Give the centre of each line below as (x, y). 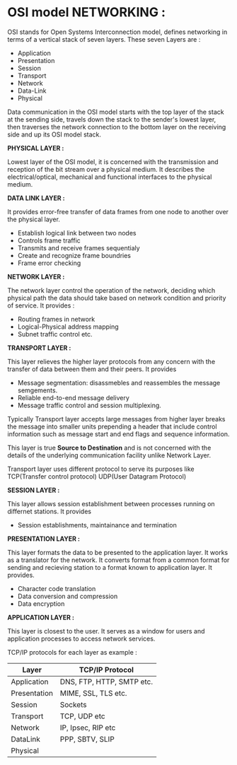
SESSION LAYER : (34, 490)
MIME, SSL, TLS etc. (93, 693)
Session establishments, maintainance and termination (97, 525)
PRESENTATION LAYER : (44, 539)
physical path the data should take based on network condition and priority (117, 298)
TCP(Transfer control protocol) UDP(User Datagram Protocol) (97, 476)
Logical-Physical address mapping (68, 327)
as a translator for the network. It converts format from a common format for (118, 560)
